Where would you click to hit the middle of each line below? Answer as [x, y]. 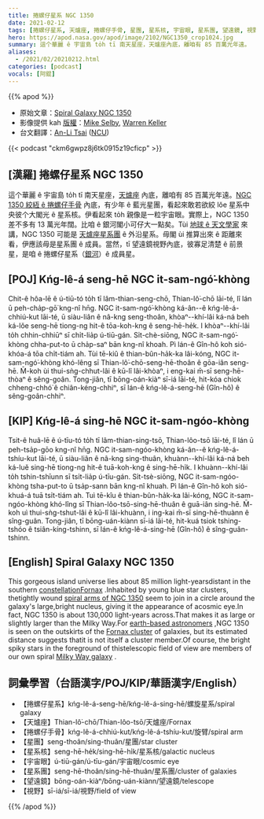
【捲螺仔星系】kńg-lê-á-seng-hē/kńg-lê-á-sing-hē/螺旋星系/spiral [127, 703]
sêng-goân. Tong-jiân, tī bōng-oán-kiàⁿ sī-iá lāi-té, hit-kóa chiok [137, 379]
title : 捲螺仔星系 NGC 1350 [51, 15]
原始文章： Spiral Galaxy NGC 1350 [75, 113]
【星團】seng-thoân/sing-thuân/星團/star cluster [99, 741]
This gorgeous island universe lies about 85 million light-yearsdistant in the [130, 581]
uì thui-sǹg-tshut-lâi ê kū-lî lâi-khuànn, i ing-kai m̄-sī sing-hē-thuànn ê [136, 513]
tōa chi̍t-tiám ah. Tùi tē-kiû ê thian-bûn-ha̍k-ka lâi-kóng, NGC [132, 354]
